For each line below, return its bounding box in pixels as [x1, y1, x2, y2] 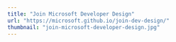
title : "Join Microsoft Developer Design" [7, 10, 135, 18]
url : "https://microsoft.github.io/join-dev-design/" [7, 17, 170, 24]
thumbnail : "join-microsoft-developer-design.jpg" [7, 23, 160, 31]
